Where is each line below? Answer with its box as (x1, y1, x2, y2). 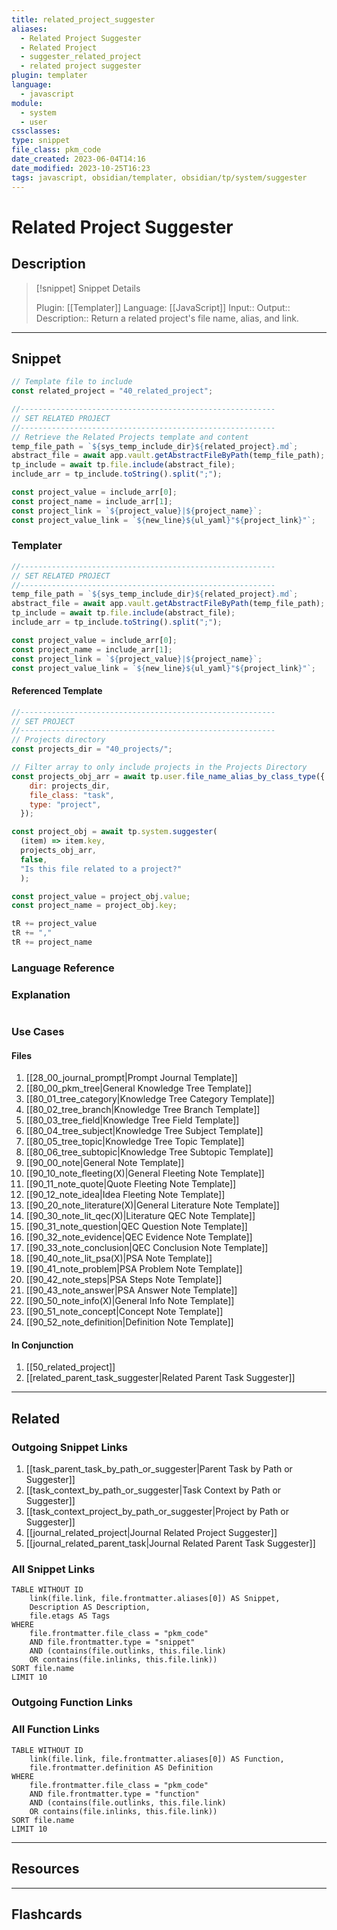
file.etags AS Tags (29, 1611, 111, 1621)
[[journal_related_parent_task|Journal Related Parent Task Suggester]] (25, 1537, 316, 1550)
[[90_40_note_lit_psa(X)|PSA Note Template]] (25, 1252, 213, 1265)
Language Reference (11, 961, 115, 975)
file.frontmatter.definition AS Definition (29, 1762, 214, 1773)
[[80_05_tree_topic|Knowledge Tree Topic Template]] (25, 1136, 245, 1148)
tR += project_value (11, 919, 98, 929)
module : (11, 98, 44, 108)
